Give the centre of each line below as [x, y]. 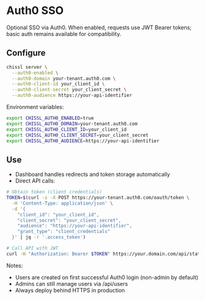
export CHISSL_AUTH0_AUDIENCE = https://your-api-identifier [83, 141]
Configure [26, 53]
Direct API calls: [35, 181]
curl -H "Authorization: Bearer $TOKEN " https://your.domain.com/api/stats [105, 254]
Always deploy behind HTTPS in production [70, 290]
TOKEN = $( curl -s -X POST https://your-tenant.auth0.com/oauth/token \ [98, 198]
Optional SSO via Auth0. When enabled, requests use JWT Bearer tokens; [99, 27]
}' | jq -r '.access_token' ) [49, 237]
